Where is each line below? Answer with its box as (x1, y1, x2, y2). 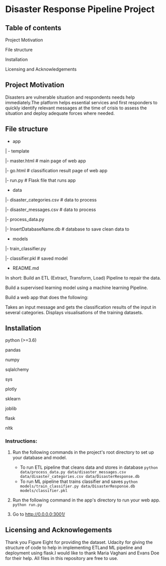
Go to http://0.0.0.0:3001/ (12, 511, 65, 517)
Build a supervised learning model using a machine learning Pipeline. (5, 285, 148, 291)
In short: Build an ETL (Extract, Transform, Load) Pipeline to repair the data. (5, 274, 161, 280)
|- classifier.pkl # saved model (5, 255, 68, 261)
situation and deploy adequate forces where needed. (5, 110, 115, 116)
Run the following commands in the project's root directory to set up (12, 449, 154, 455)
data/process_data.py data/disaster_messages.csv (20, 469, 127, 474)
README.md (12, 265, 39, 271)
